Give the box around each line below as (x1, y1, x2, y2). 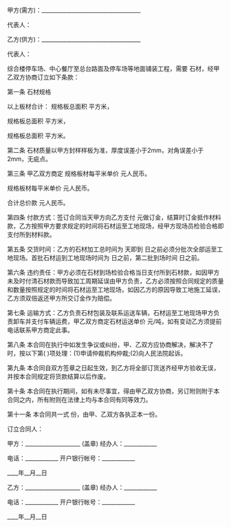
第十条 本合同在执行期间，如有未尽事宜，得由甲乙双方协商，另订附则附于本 (7, 387, 220, 395)
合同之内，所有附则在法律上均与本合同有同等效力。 (7, 396, 152, 404)
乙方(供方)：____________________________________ (7, 35, 141, 43)
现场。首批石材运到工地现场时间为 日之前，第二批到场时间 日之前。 (12, 254, 203, 261)
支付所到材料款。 (7, 230, 56, 239)
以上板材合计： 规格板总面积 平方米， (7, 103, 113, 110)
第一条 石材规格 (7, 88, 52, 96)
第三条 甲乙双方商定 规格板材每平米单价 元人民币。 (7, 169, 151, 178)
